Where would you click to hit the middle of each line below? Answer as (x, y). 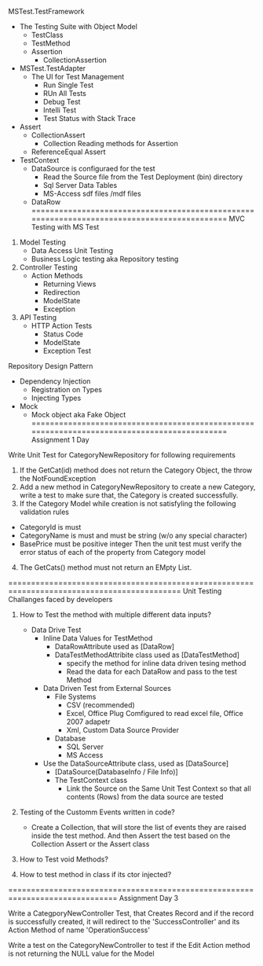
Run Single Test (68, 85)
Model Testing (43, 242)
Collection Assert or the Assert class (90, 844)
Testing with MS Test (65, 227)
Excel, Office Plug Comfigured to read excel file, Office (155, 713)
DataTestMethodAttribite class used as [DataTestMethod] (147, 655)
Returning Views (69, 284)
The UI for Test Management (78, 77)
